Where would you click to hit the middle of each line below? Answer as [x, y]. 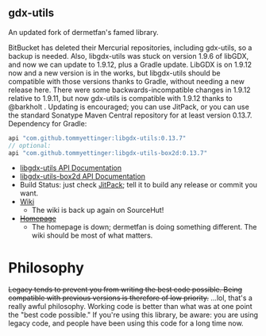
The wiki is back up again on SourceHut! [98, 210]
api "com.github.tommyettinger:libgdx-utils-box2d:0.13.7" [108, 153]
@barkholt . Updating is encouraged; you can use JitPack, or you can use [129, 106]
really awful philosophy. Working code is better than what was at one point [130, 307]
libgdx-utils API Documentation [70, 168]
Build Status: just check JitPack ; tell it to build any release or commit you [139, 185]
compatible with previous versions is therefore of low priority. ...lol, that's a [130, 298]
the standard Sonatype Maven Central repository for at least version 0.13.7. [130, 115]
